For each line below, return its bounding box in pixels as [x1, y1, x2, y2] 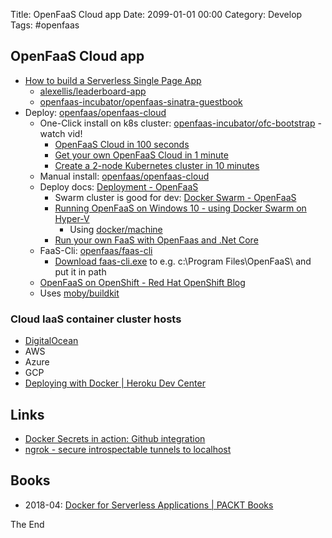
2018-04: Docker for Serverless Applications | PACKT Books [24, 499, 274, 511]
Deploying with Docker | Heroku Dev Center [24, 377, 206, 389]
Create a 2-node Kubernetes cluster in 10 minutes [54, 159, 260, 171]
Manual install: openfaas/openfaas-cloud [39, 170, 210, 182]
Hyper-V [54, 212, 90, 224]
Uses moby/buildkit [39, 287, 120, 299]
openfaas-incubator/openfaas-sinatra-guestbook [39, 95, 243, 108]
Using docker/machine [69, 223, 163, 235]
